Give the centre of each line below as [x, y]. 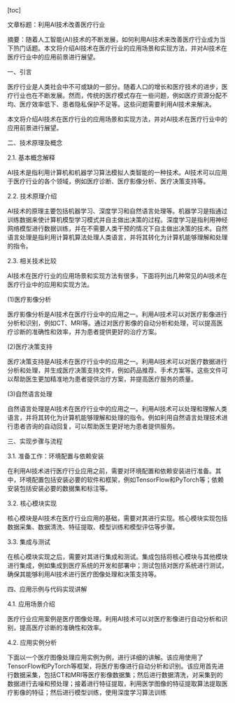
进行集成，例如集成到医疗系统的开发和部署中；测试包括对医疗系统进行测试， [117, 565]
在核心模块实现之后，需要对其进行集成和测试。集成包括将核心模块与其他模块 [117, 557]
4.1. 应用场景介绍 [31, 604]
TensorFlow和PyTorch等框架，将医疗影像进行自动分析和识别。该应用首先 [113, 666]
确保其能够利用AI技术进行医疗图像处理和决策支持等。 [84, 574]
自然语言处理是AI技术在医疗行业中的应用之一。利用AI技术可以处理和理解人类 [117, 409]
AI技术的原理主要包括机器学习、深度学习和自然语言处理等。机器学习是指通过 [117, 211]
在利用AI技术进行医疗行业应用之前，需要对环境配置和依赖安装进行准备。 [111, 471]
